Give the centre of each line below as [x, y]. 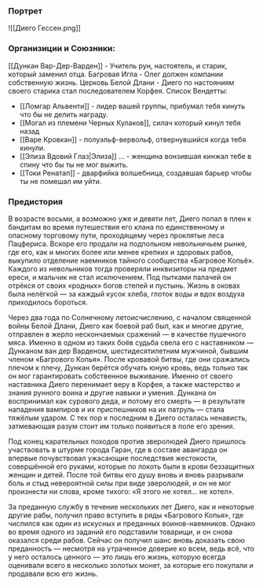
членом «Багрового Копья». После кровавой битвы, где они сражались [129, 359]
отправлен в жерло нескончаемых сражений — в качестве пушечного [127, 334]
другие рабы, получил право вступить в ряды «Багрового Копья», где [126, 515]
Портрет [26, 11]
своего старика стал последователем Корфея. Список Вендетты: [118, 90]
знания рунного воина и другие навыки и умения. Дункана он [112, 393]
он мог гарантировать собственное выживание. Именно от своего [121, 376]
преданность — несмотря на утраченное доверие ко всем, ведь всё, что [131, 548]
